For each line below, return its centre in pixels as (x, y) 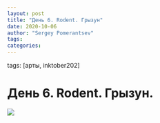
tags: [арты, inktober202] (44, 65)
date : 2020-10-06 (32, 26)
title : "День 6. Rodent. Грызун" (55, 20)
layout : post (26, 13)
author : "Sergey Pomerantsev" (51, 33)
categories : (24, 46)
